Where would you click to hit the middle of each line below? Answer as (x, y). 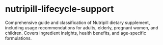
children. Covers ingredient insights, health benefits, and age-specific (76, 33)
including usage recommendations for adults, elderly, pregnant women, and (82, 27)
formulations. (18, 38)
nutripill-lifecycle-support (60, 9)
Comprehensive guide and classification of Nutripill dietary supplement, (78, 22)
